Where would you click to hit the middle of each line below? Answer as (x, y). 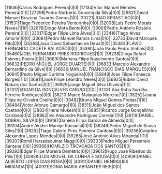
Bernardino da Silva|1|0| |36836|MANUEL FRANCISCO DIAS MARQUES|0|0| (81, 69)
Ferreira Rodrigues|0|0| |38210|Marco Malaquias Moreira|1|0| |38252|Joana (81, 95)
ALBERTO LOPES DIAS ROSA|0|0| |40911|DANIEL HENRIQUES (67, 161)
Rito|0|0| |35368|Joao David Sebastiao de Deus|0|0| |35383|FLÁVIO (73, 43)
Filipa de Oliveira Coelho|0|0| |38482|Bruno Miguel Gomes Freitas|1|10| (76, 100)
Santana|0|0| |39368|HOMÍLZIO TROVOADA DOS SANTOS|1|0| (68, 146)
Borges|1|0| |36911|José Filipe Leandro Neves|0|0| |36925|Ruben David (77, 79)
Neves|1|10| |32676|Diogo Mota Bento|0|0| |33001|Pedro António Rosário (78, 28)
